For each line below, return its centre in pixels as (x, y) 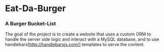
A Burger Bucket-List (31, 24)
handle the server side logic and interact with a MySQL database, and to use (82, 39)
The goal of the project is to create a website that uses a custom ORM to (78, 34)
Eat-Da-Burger (35, 9)
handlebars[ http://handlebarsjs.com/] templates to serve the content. (75, 45)
